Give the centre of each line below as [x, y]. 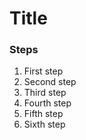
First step [43, 71]
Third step [45, 93]
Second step [50, 82]
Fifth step [43, 114]
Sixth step [44, 124]
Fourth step [47, 103]
